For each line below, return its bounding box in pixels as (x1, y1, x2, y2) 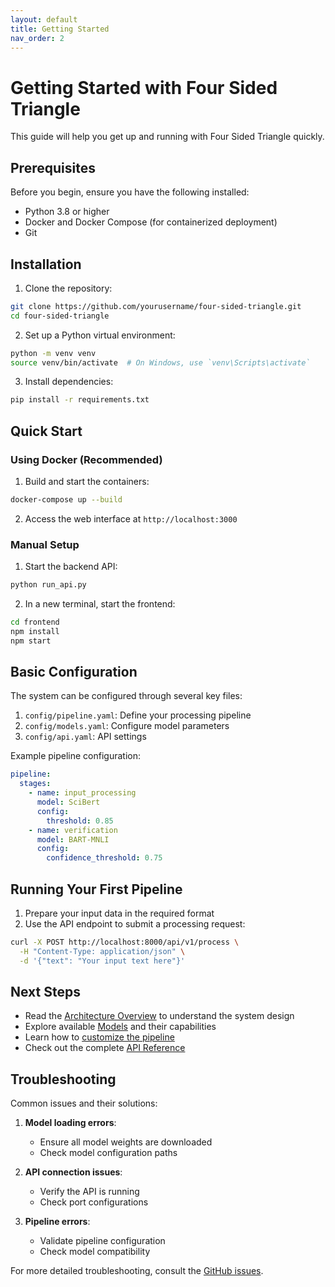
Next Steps (10, 984, 81, 1001)
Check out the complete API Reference (24, 1042, 186, 1054)
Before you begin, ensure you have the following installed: (10, 186, 250, 198)
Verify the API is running (39, 1186, 140, 1198)
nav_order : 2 (10, 33, 65, 43)
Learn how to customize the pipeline (24, 1031, 175, 1043)
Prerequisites (10, 159, 96, 176)
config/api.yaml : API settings (24, 731, 147, 743)
